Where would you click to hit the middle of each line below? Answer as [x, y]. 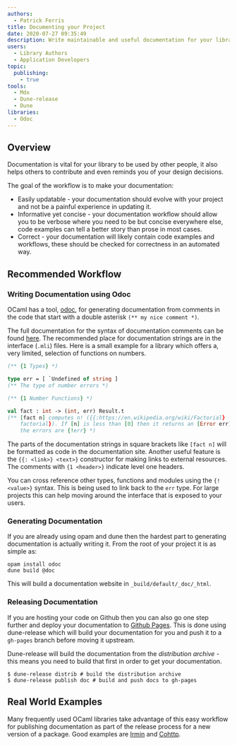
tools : [17, 86]
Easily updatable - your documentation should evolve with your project [120, 199]
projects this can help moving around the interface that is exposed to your [115, 496]
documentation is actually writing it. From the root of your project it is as [112, 544]
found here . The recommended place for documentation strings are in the [114, 338]
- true [30, 79]
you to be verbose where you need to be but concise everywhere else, [120, 222]
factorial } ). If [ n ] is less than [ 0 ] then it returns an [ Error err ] [126, 424]
